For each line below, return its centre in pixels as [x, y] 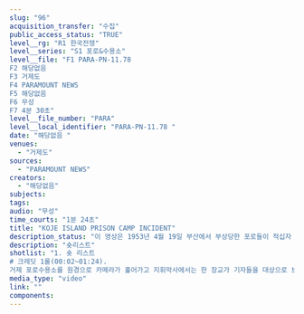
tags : [19, 203]
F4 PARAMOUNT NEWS [44, 85]
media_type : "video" [48, 279]
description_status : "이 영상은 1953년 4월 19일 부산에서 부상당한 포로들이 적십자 [151, 236]
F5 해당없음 [28, 93]
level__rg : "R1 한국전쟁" [54, 43]
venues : [24, 144]
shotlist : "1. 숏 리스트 [52, 253]
